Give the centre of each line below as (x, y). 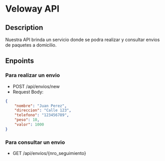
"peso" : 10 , (27, 120)
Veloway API (32, 9)
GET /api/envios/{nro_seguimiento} (49, 153)
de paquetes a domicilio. (31, 45)
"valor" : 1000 (29, 125)
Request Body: (28, 92)
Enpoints (20, 61)
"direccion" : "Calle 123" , (43, 110)
